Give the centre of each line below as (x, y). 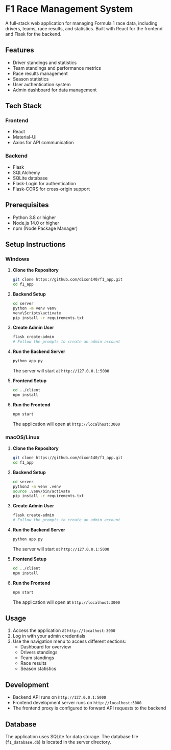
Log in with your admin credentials (49, 636)
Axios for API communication (43, 143)
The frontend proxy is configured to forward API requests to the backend (89, 708)
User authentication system (42, 84)
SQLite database (30, 178)
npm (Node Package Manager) (45, 228)
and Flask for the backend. (33, 34)
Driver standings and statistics (45, 63)
